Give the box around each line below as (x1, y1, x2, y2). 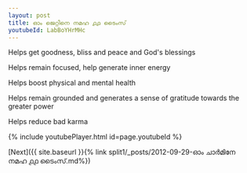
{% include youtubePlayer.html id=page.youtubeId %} (8, 132, 183, 142)
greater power (8, 101, 54, 111)
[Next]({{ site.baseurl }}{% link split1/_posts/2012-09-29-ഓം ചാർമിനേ (8, 147, 236, 157)
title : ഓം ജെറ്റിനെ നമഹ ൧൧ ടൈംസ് (8, 19, 127, 27)
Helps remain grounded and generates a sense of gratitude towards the (8, 94, 240, 103)
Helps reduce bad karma (8, 117, 89, 127)
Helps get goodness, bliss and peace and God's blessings (8, 48, 196, 57)
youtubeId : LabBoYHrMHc (8, 26, 86, 34)
